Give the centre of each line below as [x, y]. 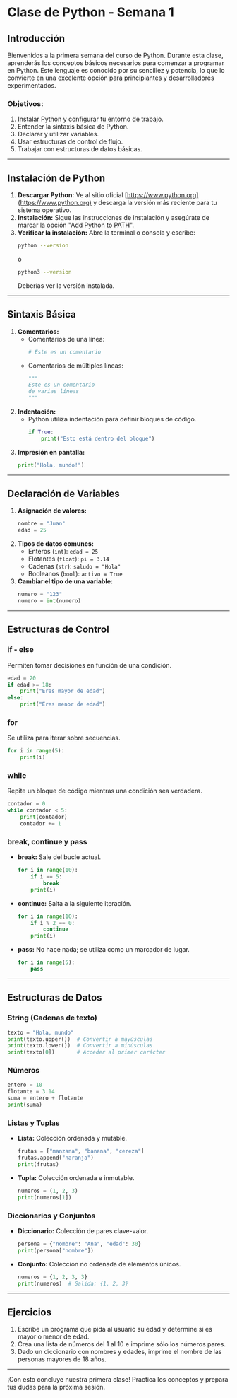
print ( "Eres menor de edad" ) [63, 704]
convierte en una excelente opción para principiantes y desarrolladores [111, 78]
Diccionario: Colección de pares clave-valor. [83, 1230]
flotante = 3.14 [31, 1092]
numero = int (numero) [49, 601]
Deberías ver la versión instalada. [66, 285]
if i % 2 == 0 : [53, 923]
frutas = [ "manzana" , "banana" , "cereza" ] [81, 1151]
